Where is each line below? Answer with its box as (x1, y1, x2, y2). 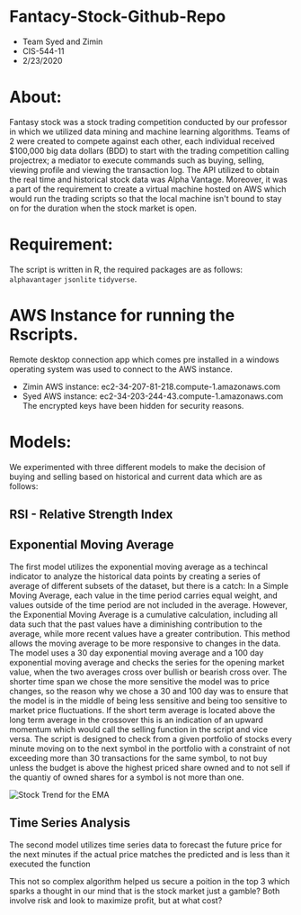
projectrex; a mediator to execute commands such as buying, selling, (9, 155, 265, 166)
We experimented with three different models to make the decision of (9, 461, 266, 472)
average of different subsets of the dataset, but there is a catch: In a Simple (9, 580, 289, 591)
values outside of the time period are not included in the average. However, (9, 599, 288, 610)
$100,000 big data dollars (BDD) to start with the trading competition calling (9, 145, 289, 156)
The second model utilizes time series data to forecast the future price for (9, 839, 283, 850)
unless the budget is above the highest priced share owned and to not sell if (9, 762, 290, 773)
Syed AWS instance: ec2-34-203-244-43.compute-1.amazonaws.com (22, 390, 284, 402)
